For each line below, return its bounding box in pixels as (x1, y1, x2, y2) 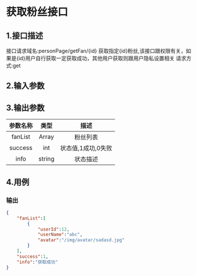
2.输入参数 (6, 81, 45, 91)
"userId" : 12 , (37, 226, 69, 232)
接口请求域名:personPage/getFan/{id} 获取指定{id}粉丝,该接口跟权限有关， (6, 48, 186, 54)
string (38, 155, 55, 163)
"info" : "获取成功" (16, 259, 58, 265)
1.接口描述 (6, 31, 44, 41)
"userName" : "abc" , (37, 232, 83, 238)
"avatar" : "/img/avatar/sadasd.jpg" (37, 237, 125, 243)
